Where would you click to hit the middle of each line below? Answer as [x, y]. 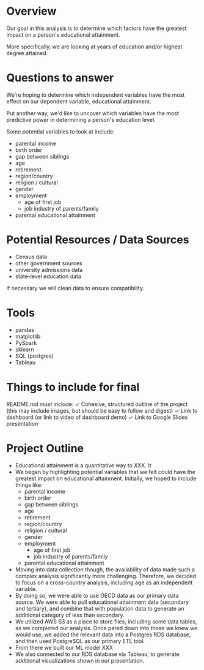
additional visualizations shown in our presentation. [80, 660]
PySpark [26, 343]
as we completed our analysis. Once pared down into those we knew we [106, 628]
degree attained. [27, 53]
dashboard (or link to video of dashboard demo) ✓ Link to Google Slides [97, 417]
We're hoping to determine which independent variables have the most [96, 95]
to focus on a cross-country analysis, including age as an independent [104, 582]
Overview [31, 11]
